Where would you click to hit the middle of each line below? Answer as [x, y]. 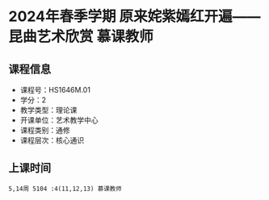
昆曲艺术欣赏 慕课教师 [81, 37]
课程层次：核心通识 [52, 140]
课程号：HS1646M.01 [55, 90]
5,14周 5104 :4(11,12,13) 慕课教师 [65, 189]
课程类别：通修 [45, 130]
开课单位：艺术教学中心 [59, 120]
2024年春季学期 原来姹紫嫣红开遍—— [134, 17]
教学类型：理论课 [48, 110]
